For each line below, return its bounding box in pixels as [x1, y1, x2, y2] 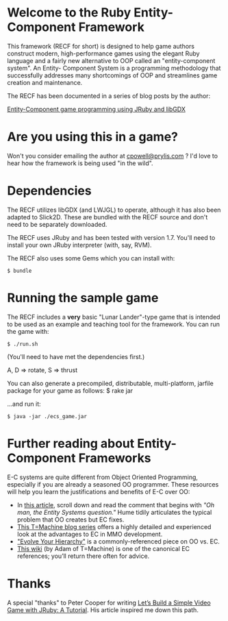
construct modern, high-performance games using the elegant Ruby [7, 49, 200, 58]
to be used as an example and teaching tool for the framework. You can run [7, 320, 220, 328]
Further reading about [7, 435, 135, 451]
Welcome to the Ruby [7, 5, 131, 21]
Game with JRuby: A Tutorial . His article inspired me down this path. [7, 605, 199, 614]
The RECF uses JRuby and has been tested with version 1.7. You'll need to [7, 233, 216, 241]
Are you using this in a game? [7, 129, 179, 145]
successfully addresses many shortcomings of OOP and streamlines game [7, 71, 218, 80]
